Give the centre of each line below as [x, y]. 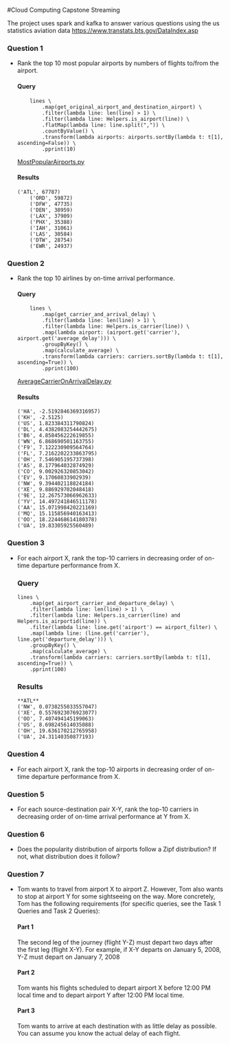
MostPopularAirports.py [50, 161]
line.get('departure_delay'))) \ [65, 639]
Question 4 [26, 754]
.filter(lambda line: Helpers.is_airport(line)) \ [116, 119]
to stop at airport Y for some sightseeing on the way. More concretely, [116, 896]
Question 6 [26, 834]
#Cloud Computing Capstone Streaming [64, 10]
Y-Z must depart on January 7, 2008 [68, 957]
